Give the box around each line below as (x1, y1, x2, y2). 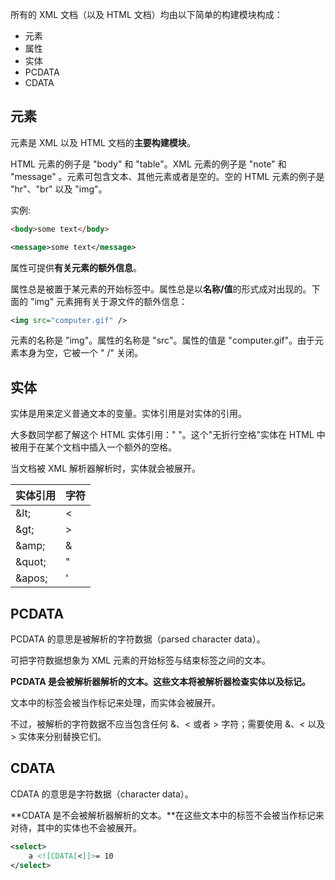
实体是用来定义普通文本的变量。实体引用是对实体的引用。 (10, 408, 247, 420)
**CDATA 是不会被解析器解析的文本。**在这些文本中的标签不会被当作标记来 (10, 809, 325, 821)
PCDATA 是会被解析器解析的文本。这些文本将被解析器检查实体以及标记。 (10, 676, 312, 688)
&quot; (15, 555, 47, 569)
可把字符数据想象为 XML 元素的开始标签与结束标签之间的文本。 (10, 654, 271, 667)
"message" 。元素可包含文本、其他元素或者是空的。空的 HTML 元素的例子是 (10, 170, 325, 182)
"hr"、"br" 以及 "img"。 (10, 183, 108, 195)
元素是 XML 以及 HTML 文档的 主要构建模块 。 (10, 136, 196, 148)
